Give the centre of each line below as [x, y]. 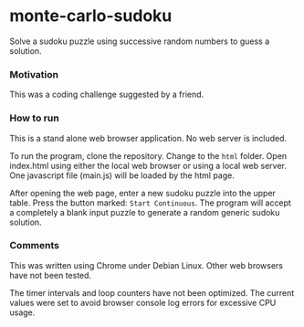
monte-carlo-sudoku [91, 16]
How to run [34, 118]
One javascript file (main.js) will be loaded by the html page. [122, 175]
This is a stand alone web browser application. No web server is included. [148, 138]
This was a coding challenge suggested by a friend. [107, 95]
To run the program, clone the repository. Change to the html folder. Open [148, 155]
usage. [22, 312]
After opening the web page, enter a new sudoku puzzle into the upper [143, 193]
